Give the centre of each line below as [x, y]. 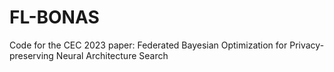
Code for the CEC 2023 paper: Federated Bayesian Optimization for [148, 45]
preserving [31, 55]
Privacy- [307, 45]
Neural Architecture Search [112, 55]
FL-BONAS [54, 17]
